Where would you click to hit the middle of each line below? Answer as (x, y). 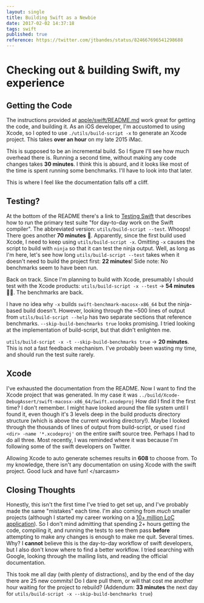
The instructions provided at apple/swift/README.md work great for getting (101, 120)
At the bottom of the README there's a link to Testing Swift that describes (99, 216)
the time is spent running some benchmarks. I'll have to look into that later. (100, 170)
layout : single (25, 12)
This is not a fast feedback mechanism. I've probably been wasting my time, (102, 348)
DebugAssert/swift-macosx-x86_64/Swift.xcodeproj (70, 401)
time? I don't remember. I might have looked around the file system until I (97, 407)
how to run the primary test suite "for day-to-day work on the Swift (90, 222)
